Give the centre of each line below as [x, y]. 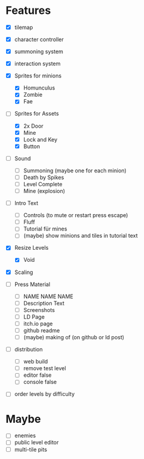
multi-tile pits [31, 449]
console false [40, 382]
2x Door [33, 126]
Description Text [44, 303]
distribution [28, 350]
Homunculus [39, 88]
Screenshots [39, 310]
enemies [25, 435]
